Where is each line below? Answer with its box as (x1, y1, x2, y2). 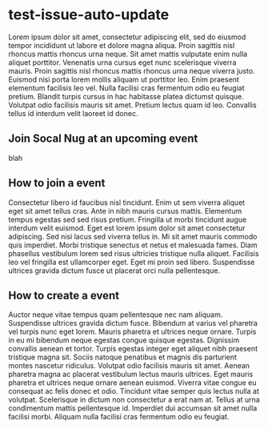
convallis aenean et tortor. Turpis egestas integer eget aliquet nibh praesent (8, 344, 258, 354)
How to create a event (8, 288, 120, 302)
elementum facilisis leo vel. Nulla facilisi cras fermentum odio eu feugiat (8, 82, 246, 93)
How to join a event (8, 176, 106, 190)
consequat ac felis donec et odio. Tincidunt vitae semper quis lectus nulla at (8, 387, 260, 396)
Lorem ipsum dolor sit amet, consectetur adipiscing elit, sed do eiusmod (8, 32, 246, 42)
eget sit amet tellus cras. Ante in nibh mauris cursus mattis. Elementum (8, 206, 242, 215)
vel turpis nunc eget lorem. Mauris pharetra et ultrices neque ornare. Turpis (8, 327, 257, 337)
